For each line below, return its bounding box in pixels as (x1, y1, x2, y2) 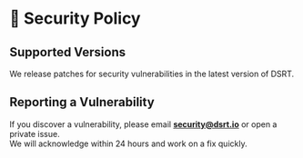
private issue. (9, 128, 61, 139)
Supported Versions (9, 44, 126, 60)
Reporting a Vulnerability (9, 94, 155, 110)
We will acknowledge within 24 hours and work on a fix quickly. (9, 138, 247, 149)
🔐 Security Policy (9, 8, 141, 29)
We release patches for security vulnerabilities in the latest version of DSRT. (9, 68, 295, 79)
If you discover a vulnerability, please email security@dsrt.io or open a (9, 118, 278, 130)
